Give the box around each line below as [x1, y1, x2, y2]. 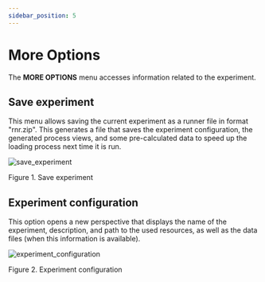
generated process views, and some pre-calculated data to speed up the [8, 133, 247, 143]
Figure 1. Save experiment [8, 173, 93, 182]
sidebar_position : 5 [8, 11, 77, 20]
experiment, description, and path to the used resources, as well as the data [8, 225, 258, 235]
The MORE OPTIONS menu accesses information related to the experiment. [8, 72, 256, 82]
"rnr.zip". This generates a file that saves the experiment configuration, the [8, 125, 253, 135]
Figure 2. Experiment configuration [8, 264, 123, 275]
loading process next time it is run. [8, 142, 122, 151]
